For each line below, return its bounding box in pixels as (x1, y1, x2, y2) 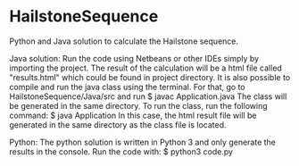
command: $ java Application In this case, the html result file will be (9, 110, 257, 120)
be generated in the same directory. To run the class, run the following (9, 100, 268, 111)
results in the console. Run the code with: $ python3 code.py (9, 145, 234, 157)
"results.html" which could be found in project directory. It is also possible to (9, 71, 291, 82)
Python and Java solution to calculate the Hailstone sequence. (9, 36, 239, 46)
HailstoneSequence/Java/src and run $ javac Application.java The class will (9, 91, 287, 102)
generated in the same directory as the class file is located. (9, 119, 227, 130)
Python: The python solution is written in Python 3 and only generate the (9, 137, 277, 147)
